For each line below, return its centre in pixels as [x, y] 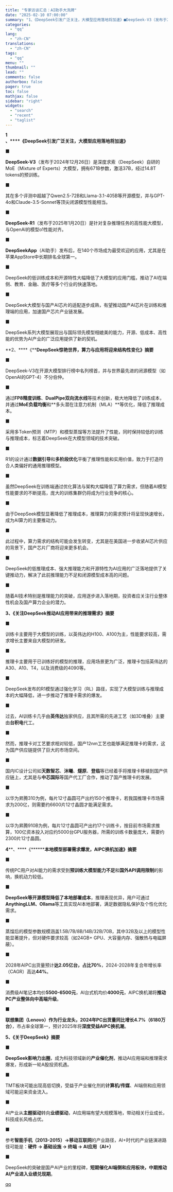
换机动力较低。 [30, 877]
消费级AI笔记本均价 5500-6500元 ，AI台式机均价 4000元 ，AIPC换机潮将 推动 [86, 992]
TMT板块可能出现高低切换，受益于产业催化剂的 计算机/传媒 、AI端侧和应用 [83, 1085]
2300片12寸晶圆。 [25, 838]
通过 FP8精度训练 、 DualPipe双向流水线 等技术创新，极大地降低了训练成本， [85, 398]
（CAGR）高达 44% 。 [28, 971]
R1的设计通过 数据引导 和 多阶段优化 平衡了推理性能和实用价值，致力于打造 [82, 459]
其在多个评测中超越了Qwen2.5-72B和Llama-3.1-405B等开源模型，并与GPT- [85, 196]
